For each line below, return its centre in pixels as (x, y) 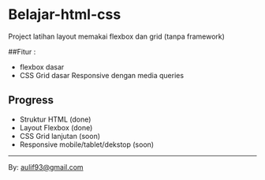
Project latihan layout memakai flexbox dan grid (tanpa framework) (116, 36)
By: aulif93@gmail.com (46, 167)
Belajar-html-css (65, 15)
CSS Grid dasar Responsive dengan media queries (101, 75)
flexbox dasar (42, 67)
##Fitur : (22, 51)
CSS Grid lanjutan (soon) (60, 136)
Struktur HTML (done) (55, 119)
